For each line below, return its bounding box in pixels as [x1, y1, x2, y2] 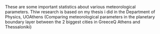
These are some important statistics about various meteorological [5, 4, 136, 9]
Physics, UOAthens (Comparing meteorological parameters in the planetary [5, 14, 155, 19]
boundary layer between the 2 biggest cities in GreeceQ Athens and [5, 19, 140, 25]
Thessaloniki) [5, 24, 32, 30]
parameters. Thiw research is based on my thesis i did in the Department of [5, 9, 156, 15]
